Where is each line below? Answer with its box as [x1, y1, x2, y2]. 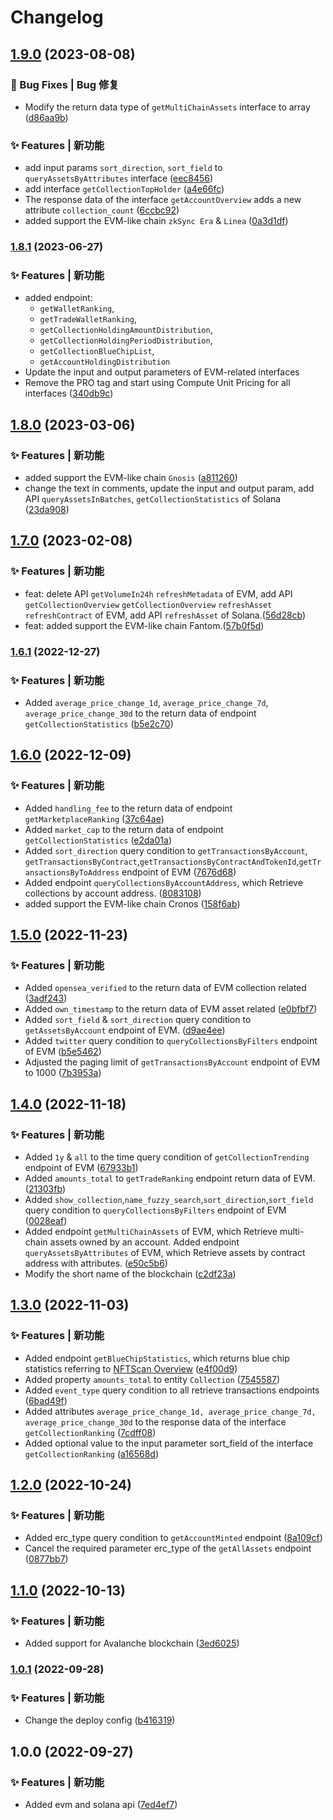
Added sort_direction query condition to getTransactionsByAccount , [24, 844, 308, 856]
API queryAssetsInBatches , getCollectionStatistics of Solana [24, 493, 282, 505]
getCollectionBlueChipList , [39, 345, 155, 357]
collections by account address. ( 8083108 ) [24, 887, 202, 899]
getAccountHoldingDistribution [39, 357, 171, 368]
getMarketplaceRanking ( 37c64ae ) [24, 812, 165, 825]
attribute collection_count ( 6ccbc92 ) [24, 204, 180, 216]
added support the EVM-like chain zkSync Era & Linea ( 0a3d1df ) [24, 215, 289, 227]
